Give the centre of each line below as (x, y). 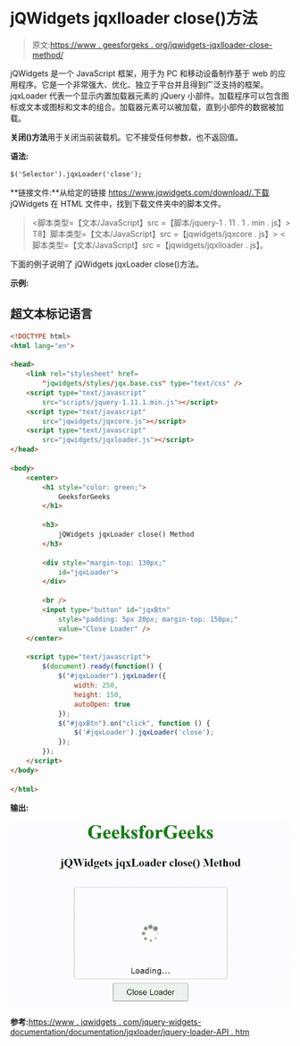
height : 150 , (98, 694)
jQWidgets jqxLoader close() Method (126, 534)
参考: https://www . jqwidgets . (66, 1022)
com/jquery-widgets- (162, 1022)
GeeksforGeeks (84, 497)
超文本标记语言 (51, 314)
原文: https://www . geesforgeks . (92, 45)
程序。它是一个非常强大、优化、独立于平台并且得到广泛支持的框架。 (143, 84)
